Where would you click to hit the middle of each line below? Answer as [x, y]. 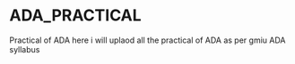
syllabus [25, 49]
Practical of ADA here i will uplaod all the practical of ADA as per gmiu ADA [147, 40]
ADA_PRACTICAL [75, 16]
